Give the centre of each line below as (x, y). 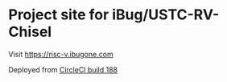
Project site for (59, 15)
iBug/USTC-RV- (165, 15)
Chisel (30, 32)
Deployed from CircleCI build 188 (63, 69)
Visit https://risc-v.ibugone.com (61, 54)
